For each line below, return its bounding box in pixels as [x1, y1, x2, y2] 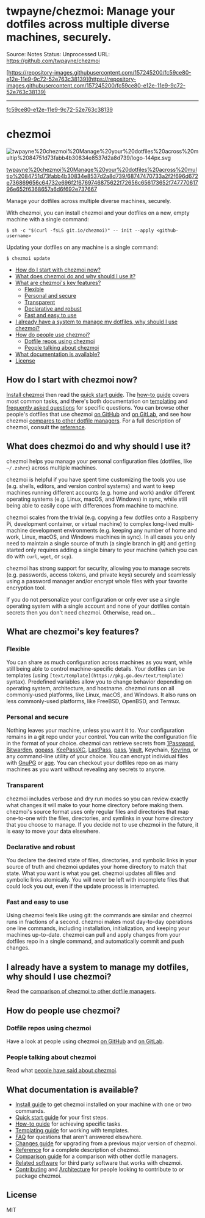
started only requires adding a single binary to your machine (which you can [6, 546, 198, 553]
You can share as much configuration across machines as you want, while [6, 659, 193, 666]
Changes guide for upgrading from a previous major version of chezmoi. [15, 1139, 197, 1147]
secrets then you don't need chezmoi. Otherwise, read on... [6, 608, 156, 616]
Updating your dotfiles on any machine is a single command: [6, 243, 159, 251]
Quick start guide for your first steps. [15, 1113, 109, 1121]
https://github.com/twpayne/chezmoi [6, 57, 100, 64]
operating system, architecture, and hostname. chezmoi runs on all [6, 685, 174, 692]
